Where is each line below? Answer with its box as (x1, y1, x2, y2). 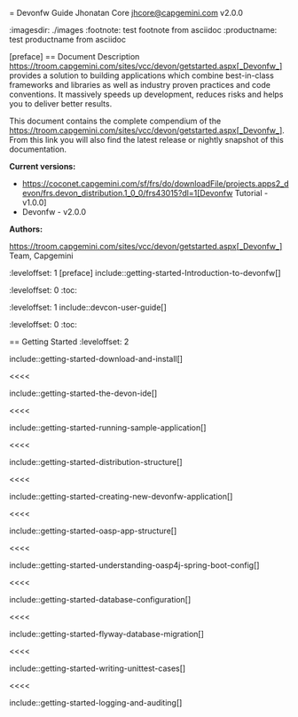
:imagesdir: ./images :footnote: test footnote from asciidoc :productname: (9, 25, 278, 35)
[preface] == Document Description (9, 51, 140, 61)
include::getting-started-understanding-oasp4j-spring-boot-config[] (9, 560, 260, 571)
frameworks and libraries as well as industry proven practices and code (9, 80, 271, 90)
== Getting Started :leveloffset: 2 (9, 336, 129, 347)
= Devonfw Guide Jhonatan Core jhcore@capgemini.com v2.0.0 (9, 8, 244, 18)
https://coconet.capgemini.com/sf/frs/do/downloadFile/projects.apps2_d (21, 178, 290, 189)
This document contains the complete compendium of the (9, 115, 222, 126)
